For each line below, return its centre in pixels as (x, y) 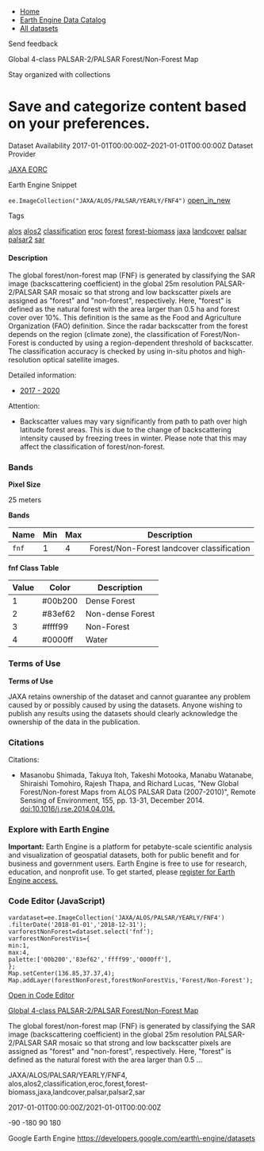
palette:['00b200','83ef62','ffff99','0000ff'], (90, 959)
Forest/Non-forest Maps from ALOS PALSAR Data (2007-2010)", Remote (138, 792)
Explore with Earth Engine (59, 829)
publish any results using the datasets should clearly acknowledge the (123, 713)
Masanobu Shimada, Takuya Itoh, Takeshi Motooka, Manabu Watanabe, (136, 775)
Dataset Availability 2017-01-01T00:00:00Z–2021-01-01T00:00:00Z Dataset (131, 145)
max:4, (19, 952)
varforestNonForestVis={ (49, 938)
